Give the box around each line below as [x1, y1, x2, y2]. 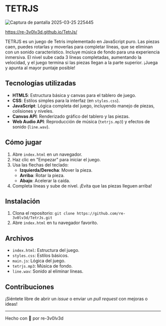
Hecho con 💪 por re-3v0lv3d [5, 315, 64, 321]
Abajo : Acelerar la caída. [19, 178, 71, 184]
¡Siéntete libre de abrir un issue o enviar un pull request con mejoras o [5, 296, 148, 302]
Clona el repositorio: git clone [12, 210, 75, 216]
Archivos [5, 234, 34, 242]
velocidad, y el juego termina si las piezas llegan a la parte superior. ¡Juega [5, 59, 158, 65]
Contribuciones [5, 282, 54, 291]
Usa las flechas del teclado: [12, 162, 69, 168]
